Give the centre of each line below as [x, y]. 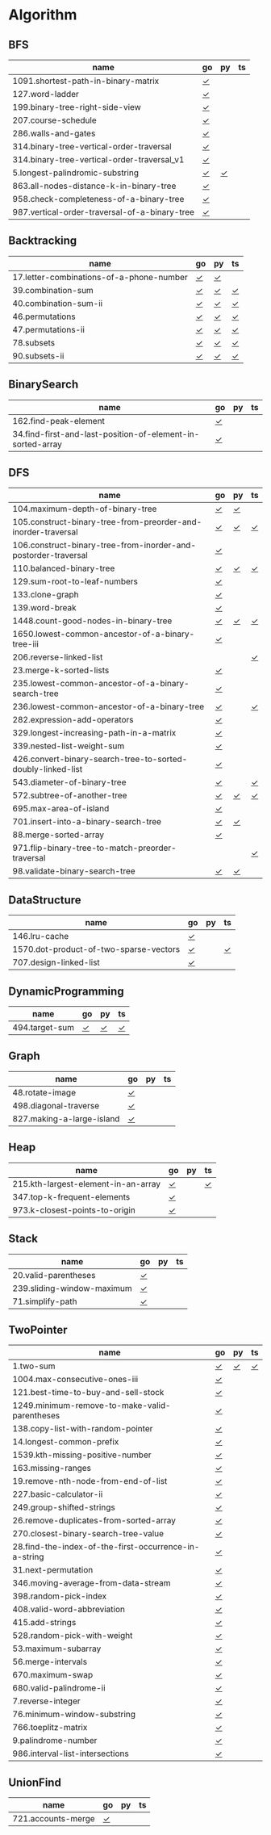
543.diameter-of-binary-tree [69, 782]
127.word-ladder [46, 94]
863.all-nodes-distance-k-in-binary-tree [94, 186]
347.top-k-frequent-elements [71, 1196]
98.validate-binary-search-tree [74, 871]
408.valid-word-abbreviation [69, 1610]
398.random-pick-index [60, 1596]
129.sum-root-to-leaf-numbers [75, 581]
